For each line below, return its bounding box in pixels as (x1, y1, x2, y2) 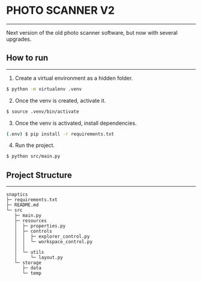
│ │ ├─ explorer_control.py (14, 233, 90, 240)
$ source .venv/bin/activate (6, 109, 79, 115)
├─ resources (14, 218, 47, 224)
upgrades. (6, 35, 32, 43)
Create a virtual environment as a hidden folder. (14, 74, 133, 82)
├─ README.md (6, 202, 39, 208)
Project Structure (6, 170, 72, 180)
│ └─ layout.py (14, 254, 63, 261)
